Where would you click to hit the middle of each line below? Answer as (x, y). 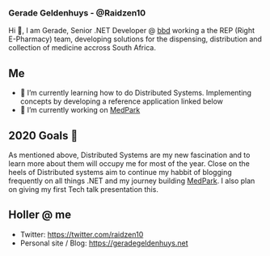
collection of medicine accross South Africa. (82, 48)
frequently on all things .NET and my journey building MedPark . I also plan (132, 181)
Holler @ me (40, 215)
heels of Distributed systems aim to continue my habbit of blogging (120, 172)
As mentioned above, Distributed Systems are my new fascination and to (129, 155)
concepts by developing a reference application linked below (122, 101)
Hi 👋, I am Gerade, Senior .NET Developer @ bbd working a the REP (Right (132, 31)
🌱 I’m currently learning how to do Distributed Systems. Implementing (136, 93)
